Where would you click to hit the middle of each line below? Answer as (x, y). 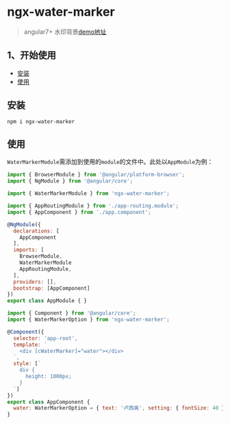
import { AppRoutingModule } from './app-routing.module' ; (93, 206)
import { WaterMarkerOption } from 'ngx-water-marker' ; (88, 319)
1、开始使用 (32, 55)
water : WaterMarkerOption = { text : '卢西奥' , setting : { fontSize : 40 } (119, 408)
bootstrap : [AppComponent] (52, 288)
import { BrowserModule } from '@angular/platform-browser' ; (96, 175)
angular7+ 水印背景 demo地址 (65, 31)
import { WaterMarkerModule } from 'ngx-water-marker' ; (88, 194)
